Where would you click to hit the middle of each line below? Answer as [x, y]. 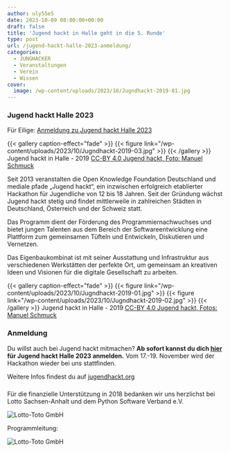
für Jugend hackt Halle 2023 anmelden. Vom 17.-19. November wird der [111, 356]
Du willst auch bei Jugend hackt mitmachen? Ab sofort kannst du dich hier [115, 348]
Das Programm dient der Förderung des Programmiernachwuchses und [109, 222]
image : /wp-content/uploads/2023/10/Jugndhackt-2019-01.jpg [102, 91]
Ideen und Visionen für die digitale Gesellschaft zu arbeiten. [92, 272]
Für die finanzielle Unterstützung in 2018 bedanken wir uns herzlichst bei [111, 394]
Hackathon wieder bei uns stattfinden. [62, 363]
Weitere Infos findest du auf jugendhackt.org [71, 376]
